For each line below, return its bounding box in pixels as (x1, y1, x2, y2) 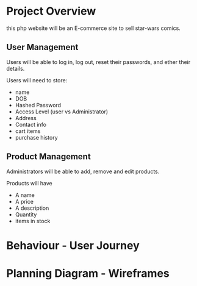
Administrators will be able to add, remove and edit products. (6, 168, 160, 175)
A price (15, 198, 34, 205)
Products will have (6, 179, 53, 187)
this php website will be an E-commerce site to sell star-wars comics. (6, 24, 181, 32)
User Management (6, 42, 79, 52)
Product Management (6, 151, 91, 162)
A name (15, 191, 35, 199)
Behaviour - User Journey (6, 238, 140, 252)
